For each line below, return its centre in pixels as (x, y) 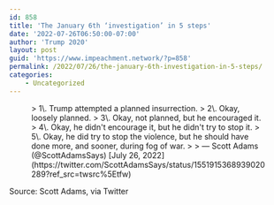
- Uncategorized (55, 83)
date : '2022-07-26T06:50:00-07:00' (75, 34)
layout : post (33, 50)
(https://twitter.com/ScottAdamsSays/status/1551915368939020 (148, 164)
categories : (31, 75)
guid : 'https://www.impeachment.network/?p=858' (100, 58)
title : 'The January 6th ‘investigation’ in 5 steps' (110, 26)
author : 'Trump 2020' (49, 42)
